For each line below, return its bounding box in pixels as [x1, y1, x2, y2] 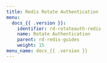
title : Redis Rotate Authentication [6, 8, 99, 15]
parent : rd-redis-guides [17, 37, 80, 43]
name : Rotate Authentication [17, 31, 91, 37]
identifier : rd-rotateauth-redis [17, 25, 102, 32]
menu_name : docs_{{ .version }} [6, 48, 88, 54]
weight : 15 [17, 43, 45, 49]
